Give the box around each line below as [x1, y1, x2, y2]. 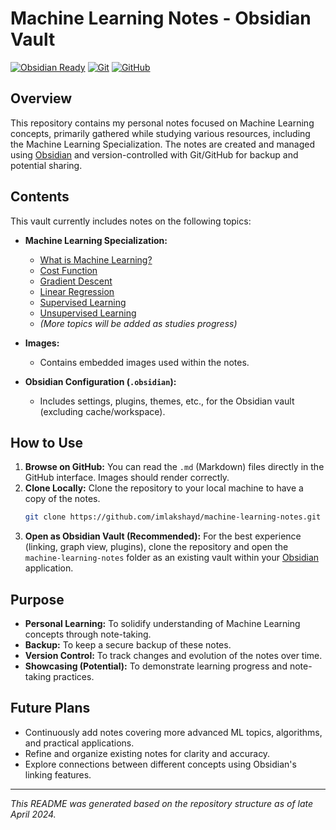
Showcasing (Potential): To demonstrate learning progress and [24, 660, 288, 672]
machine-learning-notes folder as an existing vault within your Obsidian [24, 552, 320, 564]
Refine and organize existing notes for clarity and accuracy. [24, 747, 271, 759]
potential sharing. [10, 159, 83, 171]
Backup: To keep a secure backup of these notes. [24, 639, 232, 651]
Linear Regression [39, 285, 115, 297]
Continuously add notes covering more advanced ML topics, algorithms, [24, 726, 323, 738]
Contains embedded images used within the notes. [39, 356, 250, 368]
